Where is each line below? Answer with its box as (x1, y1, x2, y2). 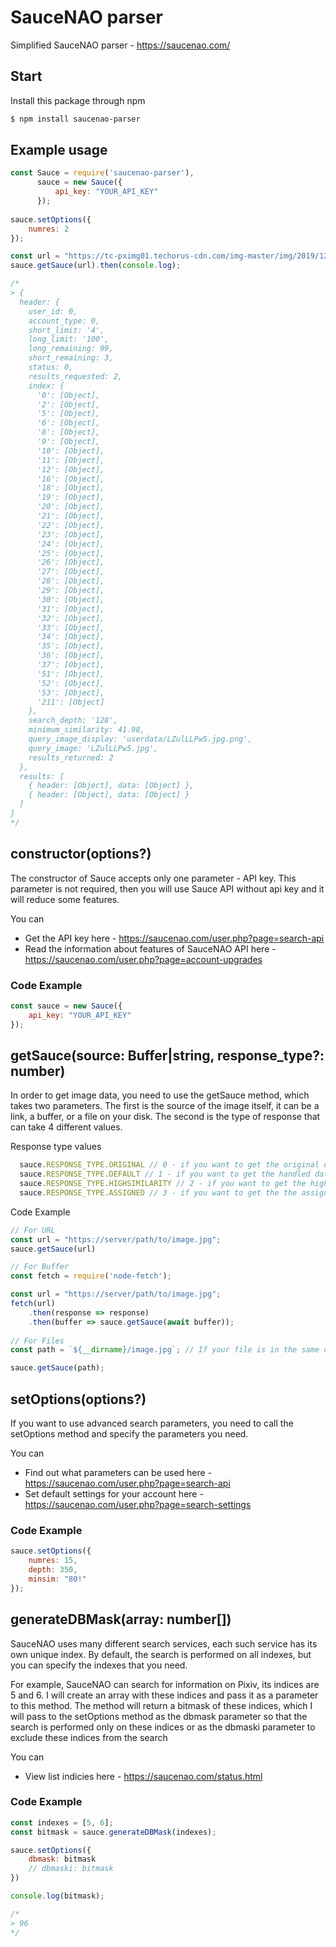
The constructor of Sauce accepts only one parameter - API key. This (10, 872, 297, 884)
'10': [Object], (36, 446, 105, 456)
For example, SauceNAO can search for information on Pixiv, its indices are (10, 1678, 320, 1690)
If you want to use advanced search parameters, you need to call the (10, 1417, 294, 1430)
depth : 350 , (28, 1565, 78, 1575)
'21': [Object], (36, 511, 105, 521)
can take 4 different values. (10, 1121, 123, 1133)
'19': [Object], (36, 492, 105, 503)
